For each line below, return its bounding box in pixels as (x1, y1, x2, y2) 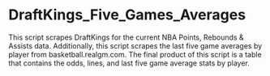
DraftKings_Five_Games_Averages (8, 6, 246, 24)
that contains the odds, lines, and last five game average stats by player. (8, 58, 250, 68)
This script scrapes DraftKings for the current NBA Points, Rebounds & (8, 32, 245, 42)
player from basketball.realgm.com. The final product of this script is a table (8, 49, 262, 59)
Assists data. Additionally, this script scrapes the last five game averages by (8, 40, 263, 50)
